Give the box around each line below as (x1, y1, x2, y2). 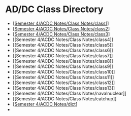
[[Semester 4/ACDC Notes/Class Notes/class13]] (12, 85, 115, 91)
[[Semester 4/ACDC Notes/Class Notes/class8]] (12, 58, 113, 64)
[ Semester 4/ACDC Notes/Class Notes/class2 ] (12, 25, 110, 31)
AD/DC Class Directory (5, 4, 104, 15)
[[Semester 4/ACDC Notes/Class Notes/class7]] (12, 52, 113, 59)
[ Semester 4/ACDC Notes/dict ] (12, 101, 78, 107)
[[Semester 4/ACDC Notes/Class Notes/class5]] (12, 42, 113, 48)
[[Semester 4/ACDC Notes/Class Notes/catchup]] (12, 95, 117, 102)
